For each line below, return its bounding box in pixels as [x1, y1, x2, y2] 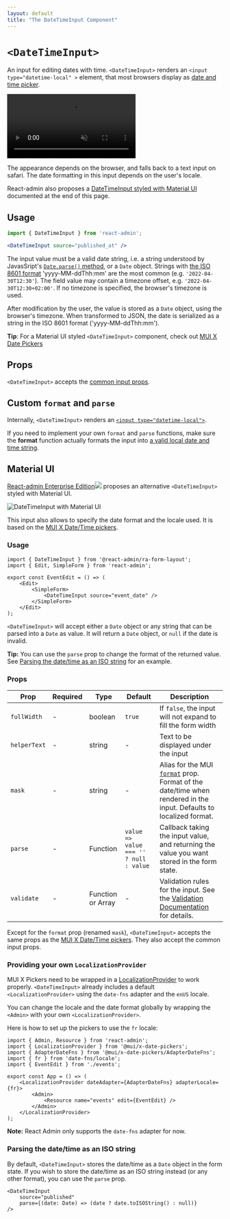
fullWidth [10, 713, 42, 721]
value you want [159, 848, 209, 858]
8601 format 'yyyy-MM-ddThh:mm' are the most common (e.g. [7, 269, 185, 278]
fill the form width [159, 721, 216, 730]
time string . [7, 443, 40, 452]
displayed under [159, 741, 212, 750]
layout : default [7, 10, 53, 17]
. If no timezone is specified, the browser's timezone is [53, 284, 207, 292]
